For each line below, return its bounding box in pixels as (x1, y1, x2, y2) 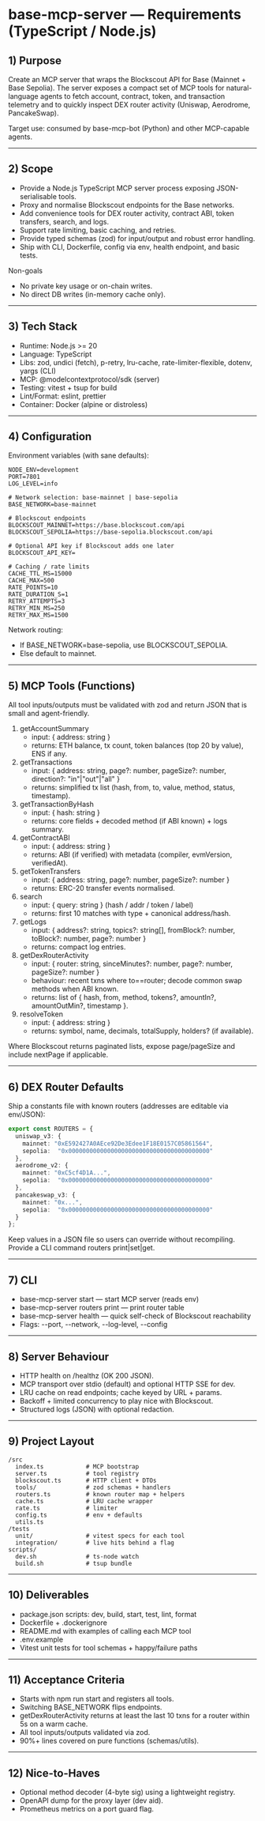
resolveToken (19, 1009, 64, 1019)
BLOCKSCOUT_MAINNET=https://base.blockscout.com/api (8, 522, 185, 530)
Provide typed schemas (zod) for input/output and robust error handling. (19, 233, 256, 243)
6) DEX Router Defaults (8, 1080, 125, 1094)
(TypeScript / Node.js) (8, 22, 157, 40)
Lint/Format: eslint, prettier (19, 391, 106, 401)
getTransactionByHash (19, 800, 95, 809)
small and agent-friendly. (8, 709, 90, 718)
